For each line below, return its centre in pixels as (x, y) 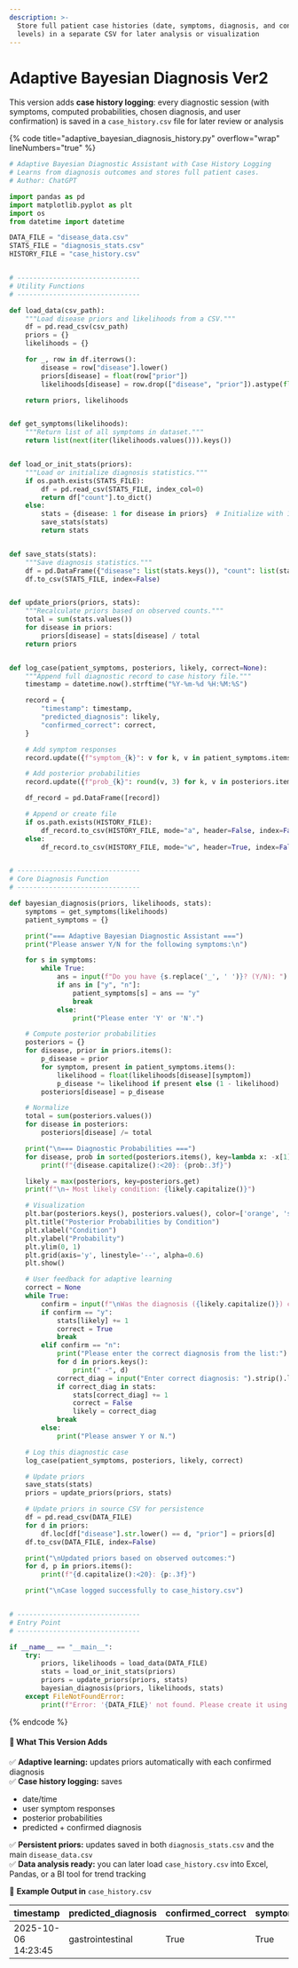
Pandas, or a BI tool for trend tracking (78, 1874)
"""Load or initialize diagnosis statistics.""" (117, 472)
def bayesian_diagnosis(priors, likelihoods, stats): (111, 904)
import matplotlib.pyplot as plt (71, 205)
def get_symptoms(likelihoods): (69, 424)
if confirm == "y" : (77, 1312)
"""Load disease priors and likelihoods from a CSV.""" (131, 319)
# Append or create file (71, 814)
